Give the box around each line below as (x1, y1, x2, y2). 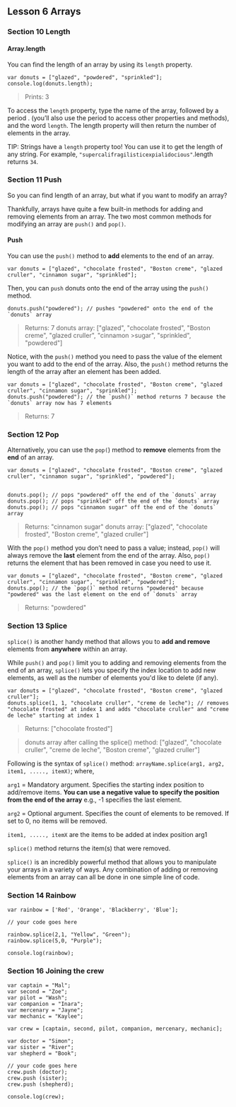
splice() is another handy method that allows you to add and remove (7, 637, 211, 645)
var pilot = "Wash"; (7, 995, 69, 1002)
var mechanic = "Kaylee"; (7, 1013, 83, 1020)
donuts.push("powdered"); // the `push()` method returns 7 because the (7, 394, 226, 401)
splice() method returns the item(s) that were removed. (7, 844, 171, 853)
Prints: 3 (24, 92, 49, 101)
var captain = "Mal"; (7, 982, 71, 989)
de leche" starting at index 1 (7, 712, 100, 719)
